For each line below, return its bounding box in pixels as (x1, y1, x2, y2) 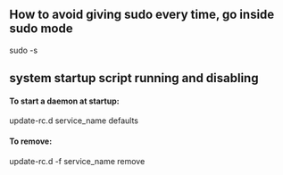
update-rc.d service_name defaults (9, 115, 138, 126)
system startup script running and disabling (9, 71, 259, 86)
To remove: (9, 136, 53, 146)
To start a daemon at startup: (9, 96, 120, 106)
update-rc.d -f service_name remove (9, 155, 146, 166)
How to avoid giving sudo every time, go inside (9, 7, 275, 22)
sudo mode (9, 21, 73, 37)
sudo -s (9, 45, 38, 55)
